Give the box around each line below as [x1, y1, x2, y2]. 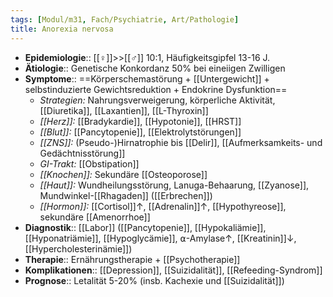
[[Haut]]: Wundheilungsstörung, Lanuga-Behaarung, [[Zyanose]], [39, 179, 310, 191]
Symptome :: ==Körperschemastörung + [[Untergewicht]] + [24, 72, 270, 85]
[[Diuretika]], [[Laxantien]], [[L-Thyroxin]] [39, 104, 209, 116]
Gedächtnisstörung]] [39, 147, 126, 159]
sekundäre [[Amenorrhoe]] [39, 211, 151, 223]
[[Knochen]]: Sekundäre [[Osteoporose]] [39, 168, 208, 180]
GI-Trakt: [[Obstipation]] [39, 157, 140, 170]
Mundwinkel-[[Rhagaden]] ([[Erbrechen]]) [39, 189, 213, 201]
